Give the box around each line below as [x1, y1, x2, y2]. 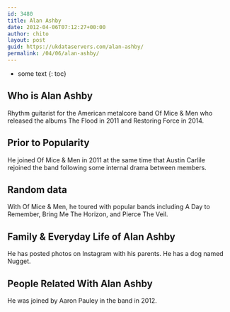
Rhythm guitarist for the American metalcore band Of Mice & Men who [7, 108, 213, 117]
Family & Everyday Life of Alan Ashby [7, 230, 176, 243]
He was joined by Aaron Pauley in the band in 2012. [7, 296, 157, 305]
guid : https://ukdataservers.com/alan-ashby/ [7, 43, 144, 50]
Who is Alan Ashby [7, 90, 93, 102]
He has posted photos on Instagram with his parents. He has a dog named [7, 250, 224, 258]
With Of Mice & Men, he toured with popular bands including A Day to [7, 203, 210, 211]
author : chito [7, 30, 50, 38]
